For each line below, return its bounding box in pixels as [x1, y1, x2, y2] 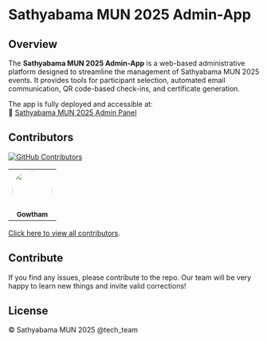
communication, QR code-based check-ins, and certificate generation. [8, 84, 241, 93]
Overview [8, 37, 58, 51]
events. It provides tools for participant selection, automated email [8, 76, 226, 85]
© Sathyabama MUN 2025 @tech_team [8, 325, 138, 335]
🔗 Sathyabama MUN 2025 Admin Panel [8, 108, 137, 117]
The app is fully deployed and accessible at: [8, 100, 153, 108]
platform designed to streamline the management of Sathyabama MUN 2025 [8, 67, 260, 77]
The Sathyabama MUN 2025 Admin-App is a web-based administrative [8, 58, 245, 68]
